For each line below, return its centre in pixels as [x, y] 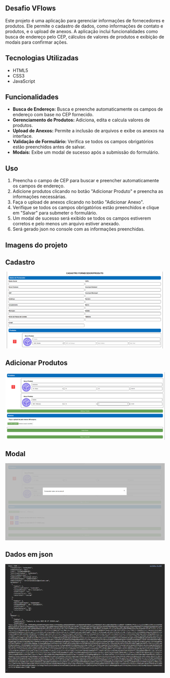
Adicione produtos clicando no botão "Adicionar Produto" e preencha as [88, 191]
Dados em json [29, 554]
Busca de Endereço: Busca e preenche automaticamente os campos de [88, 109]
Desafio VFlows [31, 8]
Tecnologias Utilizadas [42, 58]
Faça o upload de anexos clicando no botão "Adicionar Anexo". [78, 202]
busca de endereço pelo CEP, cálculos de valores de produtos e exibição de [85, 37]
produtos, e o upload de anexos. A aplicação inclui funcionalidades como [82, 31]
